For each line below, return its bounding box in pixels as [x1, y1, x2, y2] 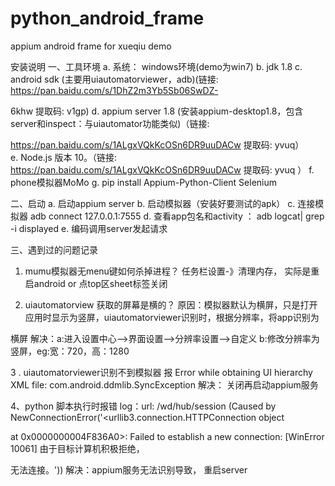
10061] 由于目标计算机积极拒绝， [10, 442, 145, 454]
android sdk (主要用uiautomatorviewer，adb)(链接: [10, 73, 219, 85]
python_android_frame [10, 7, 205, 30]
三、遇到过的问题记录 [10, 243, 98, 256]
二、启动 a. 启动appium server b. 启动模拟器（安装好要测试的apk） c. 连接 [10, 197, 316, 209]
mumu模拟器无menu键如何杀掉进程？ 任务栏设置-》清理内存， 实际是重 [24, 265, 320, 277]
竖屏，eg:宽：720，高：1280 [10, 345, 130, 357]
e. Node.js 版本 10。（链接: [10, 151, 118, 163]
